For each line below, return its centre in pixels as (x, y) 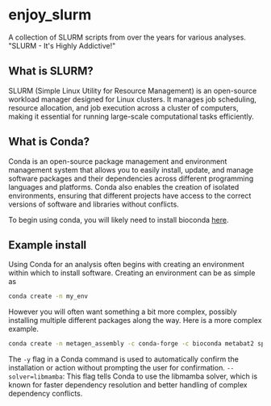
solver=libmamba (35, 377)
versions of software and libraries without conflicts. (94, 204)
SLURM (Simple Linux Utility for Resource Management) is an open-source (133, 90)
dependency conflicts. (46, 394)
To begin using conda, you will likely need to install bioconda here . (119, 220)
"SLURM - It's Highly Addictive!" (62, 45)
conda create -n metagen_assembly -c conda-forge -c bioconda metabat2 (131, 344)
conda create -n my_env (48, 296)
